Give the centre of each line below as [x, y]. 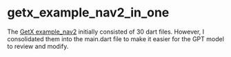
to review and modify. [38, 46]
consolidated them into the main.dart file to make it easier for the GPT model [115, 38]
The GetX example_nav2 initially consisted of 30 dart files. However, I [106, 32]
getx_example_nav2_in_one [88, 13]
